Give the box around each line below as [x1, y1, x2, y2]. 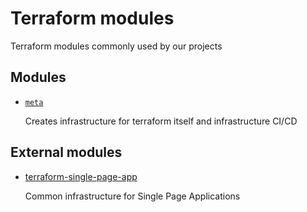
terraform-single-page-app [24, 170, 138, 182]
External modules [10, 144, 123, 161]
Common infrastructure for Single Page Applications [24, 190, 241, 202]
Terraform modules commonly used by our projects [10, 40, 223, 52]
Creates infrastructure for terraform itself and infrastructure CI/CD [24, 115, 298, 127]
